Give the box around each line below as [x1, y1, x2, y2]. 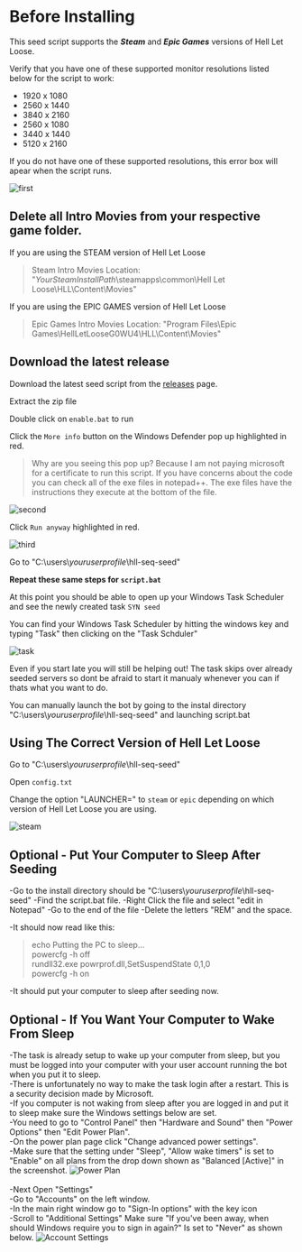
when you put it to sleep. [9, 1069, 102, 1080]
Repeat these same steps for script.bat [9, 574, 161, 585]
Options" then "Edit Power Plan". [9, 1127, 131, 1137]
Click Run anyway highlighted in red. [9, 521, 140, 532]
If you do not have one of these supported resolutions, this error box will [9, 155, 278, 166]
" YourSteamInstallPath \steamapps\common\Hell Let [31, 273, 225, 285]
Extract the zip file [9, 395, 78, 407]
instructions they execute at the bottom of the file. [31, 486, 218, 497]
